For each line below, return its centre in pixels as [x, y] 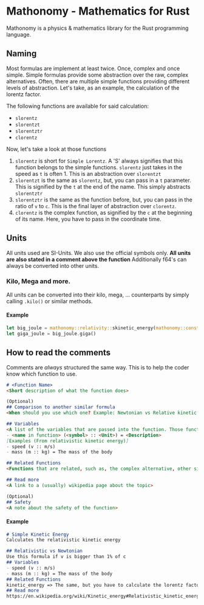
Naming [22, 54]
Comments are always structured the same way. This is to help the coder [98, 367]
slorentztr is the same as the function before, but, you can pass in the [104, 200]
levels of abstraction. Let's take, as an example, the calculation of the [93, 88]
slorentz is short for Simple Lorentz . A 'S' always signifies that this [99, 161]
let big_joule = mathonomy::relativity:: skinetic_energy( [81, 328]
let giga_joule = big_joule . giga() [51, 334]
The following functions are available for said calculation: [77, 106]
